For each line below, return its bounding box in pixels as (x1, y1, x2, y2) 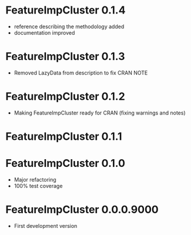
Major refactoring (14, 176, 56, 183)
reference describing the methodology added (14, 23, 125, 30)
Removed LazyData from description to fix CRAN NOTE (14, 69, 148, 76)
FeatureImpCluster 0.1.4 (5, 4, 126, 17)
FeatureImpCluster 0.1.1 (5, 130, 122, 143)
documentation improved (14, 29, 75, 36)
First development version (14, 222, 78, 229)
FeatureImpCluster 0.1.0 (5, 157, 126, 170)
